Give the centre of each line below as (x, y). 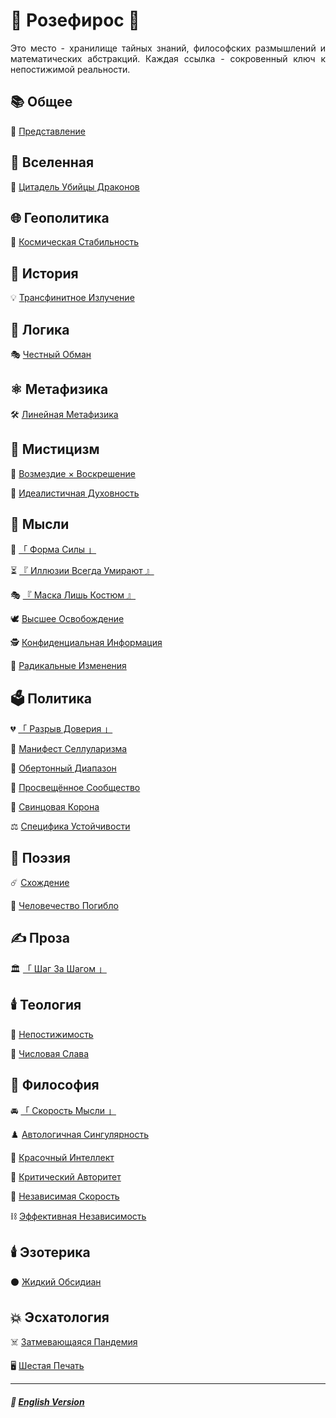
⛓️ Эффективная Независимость (78, 1216)
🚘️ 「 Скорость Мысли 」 (63, 1110)
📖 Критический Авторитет (66, 1176)
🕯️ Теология (46, 1005)
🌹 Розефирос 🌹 (75, 20)
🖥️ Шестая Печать (47, 1366)
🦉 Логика (40, 329)
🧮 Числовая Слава (50, 1053)
